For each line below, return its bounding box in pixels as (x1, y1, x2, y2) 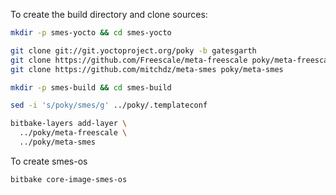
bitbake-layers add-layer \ (10, 119, 128, 129)
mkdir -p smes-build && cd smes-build (10, 82, 172, 93)
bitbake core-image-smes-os (10, 174, 128, 184)
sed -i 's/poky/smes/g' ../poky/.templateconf (10, 100, 208, 111)
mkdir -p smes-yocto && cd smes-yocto (10, 28, 172, 38)
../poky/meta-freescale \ (19, 128, 128, 138)
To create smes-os (10, 155, 88, 167)
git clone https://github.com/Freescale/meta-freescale (10, 55, 248, 65)
